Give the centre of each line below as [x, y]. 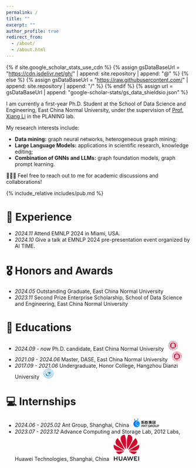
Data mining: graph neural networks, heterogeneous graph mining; [96, 139]
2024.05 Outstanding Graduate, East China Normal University [89, 291]
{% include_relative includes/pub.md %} [55, 193]
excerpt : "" [21, 25]
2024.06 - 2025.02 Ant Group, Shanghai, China [72, 425]
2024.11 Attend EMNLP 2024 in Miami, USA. [67, 233]
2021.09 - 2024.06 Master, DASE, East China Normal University [91, 359]
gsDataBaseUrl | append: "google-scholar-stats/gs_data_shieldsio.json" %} [97, 92]
